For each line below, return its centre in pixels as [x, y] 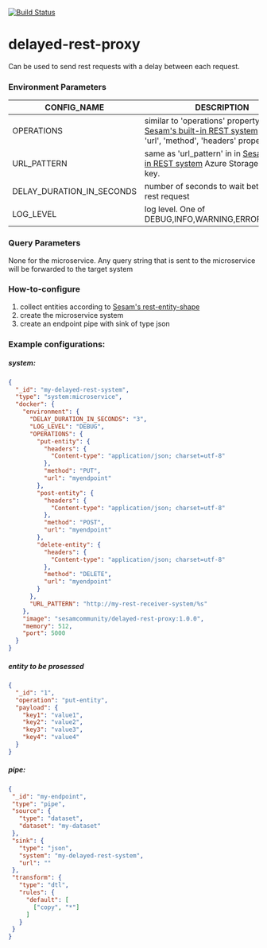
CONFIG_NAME [75, 107]
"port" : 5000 [44, 633]
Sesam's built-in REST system [201, 131]
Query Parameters [44, 243]
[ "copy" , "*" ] [56, 907]
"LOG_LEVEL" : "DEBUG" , [67, 426]
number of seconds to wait [194, 187]
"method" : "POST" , [74, 523]
